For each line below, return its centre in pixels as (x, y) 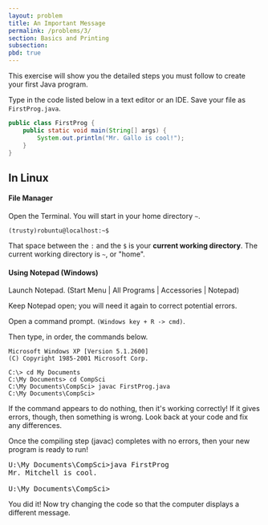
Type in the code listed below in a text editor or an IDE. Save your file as (127, 100)
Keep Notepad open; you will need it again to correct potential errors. (123, 306)
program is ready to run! (48, 450)
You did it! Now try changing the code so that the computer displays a (124, 504)
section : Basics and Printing (59, 38)
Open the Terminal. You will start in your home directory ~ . (104, 216)
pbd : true (25, 53)
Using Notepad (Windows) (53, 273)
